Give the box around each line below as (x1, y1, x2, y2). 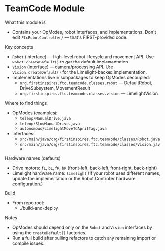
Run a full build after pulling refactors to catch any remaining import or (12, 235, 156, 241)
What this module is (5, 19, 46, 25)
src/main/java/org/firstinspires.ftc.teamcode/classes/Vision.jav (19, 142, 160, 147)
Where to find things (5, 100, 47, 106)
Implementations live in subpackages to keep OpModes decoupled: (12, 74, 150, 80)
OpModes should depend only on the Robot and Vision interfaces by (12, 224, 152, 230)
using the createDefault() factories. (12, 229, 87, 236)
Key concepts (5, 44, 33, 50)
